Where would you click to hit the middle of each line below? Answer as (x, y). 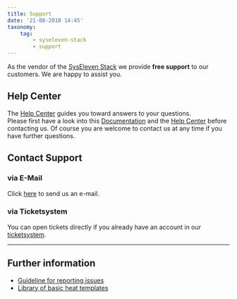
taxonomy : (22, 27)
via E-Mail (25, 178)
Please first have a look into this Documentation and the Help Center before (117, 121)
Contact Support (45, 158)
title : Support (30, 14)
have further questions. (41, 135)
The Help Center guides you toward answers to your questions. (99, 113)
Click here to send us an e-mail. (54, 193)
